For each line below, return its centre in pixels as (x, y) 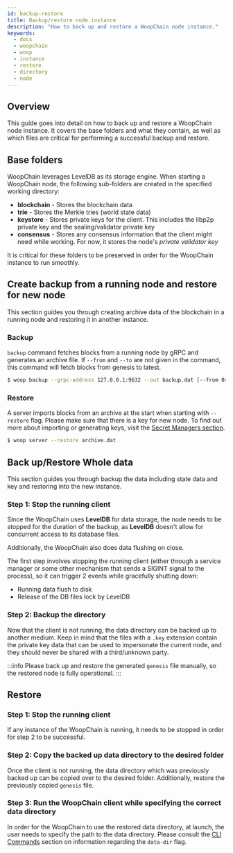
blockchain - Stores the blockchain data (75, 205)
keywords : (21, 33)
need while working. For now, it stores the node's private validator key (118, 242)
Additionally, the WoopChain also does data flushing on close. (96, 548)
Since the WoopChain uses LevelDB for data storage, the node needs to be (114, 519)
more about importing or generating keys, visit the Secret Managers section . (116, 428)
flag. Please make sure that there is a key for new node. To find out (126, 421)
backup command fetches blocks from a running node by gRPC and (103, 352)
